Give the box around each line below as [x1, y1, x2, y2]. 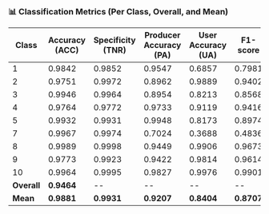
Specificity [93, 34, 136, 46]
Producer [143, 30, 181, 41]
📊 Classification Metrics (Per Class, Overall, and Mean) [8, 6, 229, 17]
